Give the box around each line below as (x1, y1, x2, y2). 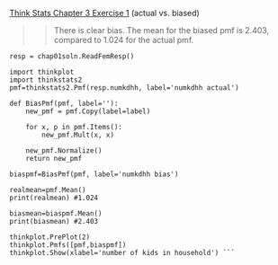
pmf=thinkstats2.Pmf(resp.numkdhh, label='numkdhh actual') (9, 84, 240, 93)
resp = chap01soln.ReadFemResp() (9, 52, 135, 61)
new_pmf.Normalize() (25, 146, 103, 155)
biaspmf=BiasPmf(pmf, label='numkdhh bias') (9, 170, 179, 179)
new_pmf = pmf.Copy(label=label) (25, 107, 151, 116)
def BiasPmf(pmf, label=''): (9, 99, 119, 108)
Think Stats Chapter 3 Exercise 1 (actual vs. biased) (9, 8, 200, 18)
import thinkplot (9, 67, 75, 76)
